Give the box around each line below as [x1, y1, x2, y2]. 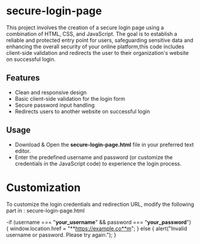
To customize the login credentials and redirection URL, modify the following [6, 200, 194, 208]
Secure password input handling [14, 101, 95, 109]
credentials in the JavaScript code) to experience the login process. [14, 160, 182, 167]
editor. [14, 147, 31, 155]
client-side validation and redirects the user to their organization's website [6, 49, 189, 56]
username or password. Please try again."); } [6, 231, 116, 238]
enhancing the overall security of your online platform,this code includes [6, 43, 184, 50]
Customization [6, 181, 81, 194]
